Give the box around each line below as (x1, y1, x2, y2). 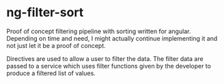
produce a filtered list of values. (6, 69, 96, 77)
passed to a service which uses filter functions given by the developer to (6, 62, 211, 70)
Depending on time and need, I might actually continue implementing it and (6, 34, 218, 42)
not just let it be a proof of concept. (6, 41, 107, 49)
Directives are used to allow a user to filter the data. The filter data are (6, 54, 204, 62)
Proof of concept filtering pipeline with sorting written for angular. (6, 27, 191, 35)
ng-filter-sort (6, 5, 84, 20)
